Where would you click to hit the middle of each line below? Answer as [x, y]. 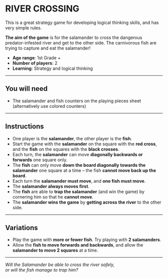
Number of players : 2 [35, 63]
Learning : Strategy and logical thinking [53, 68]
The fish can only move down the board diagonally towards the [79, 165]
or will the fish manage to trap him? [42, 270]
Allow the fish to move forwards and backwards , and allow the [78, 245]
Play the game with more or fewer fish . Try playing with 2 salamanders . [87, 240]
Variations [22, 228]
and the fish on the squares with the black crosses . [66, 149]
